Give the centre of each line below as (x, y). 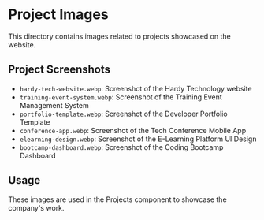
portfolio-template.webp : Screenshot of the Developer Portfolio (123, 114)
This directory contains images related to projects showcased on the (119, 36)
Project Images (58, 15)
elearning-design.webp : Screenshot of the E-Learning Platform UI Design (138, 139)
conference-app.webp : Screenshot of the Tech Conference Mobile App (133, 130)
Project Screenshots (59, 70)
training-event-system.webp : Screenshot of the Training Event (121, 97)
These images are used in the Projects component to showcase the (117, 199)
